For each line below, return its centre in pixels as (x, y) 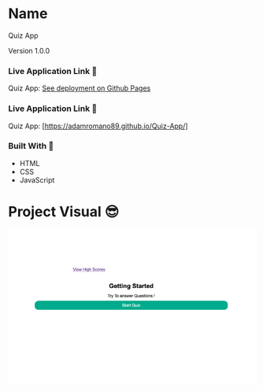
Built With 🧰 (31, 146)
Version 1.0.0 (29, 50)
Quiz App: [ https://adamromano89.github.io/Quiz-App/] (98, 126)
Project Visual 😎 (64, 212)
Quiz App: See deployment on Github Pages (80, 88)
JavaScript (37, 180)
